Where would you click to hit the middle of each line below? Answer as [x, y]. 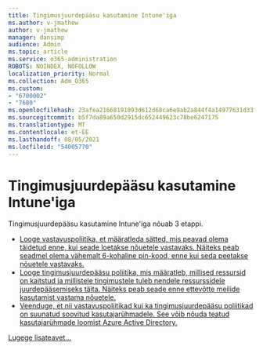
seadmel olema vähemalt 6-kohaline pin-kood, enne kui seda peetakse [134, 256]
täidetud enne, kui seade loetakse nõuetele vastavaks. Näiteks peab [129, 247]
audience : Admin [34, 45]
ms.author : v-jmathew [43, 23]
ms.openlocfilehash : [42, 111]
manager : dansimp [36, 37]
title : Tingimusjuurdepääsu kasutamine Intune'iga [92, 15]
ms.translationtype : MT [47, 125]
